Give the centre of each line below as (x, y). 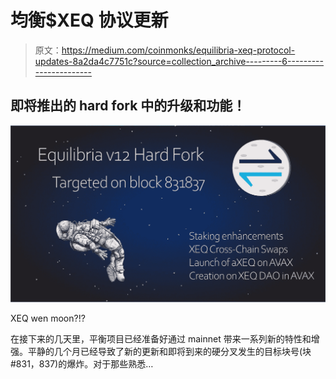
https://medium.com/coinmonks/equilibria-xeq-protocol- (178, 50)
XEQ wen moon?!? (48, 318)
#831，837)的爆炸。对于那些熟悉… (82, 363)
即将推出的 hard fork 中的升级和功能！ (128, 106)
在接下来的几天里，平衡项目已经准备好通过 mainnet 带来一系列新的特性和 (161, 338)
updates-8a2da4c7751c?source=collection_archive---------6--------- (179, 61)
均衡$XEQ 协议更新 (89, 20)
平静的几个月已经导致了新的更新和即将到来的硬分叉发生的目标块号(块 (169, 351)
